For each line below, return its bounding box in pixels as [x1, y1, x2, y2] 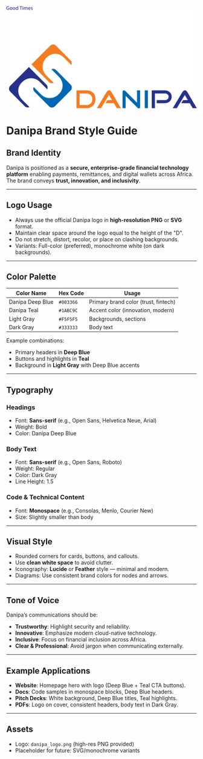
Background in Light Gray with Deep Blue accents [14, 361, 140, 369]
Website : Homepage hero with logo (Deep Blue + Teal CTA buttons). [14, 682, 186, 689]
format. [14, 222, 34, 230]
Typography [6, 385, 53, 395]
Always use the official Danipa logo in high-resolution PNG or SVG [14, 216, 182, 224]
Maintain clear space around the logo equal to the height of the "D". [14, 229, 184, 236]
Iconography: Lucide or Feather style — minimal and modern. [14, 566, 169, 573]
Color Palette [6, 272, 56, 282]
